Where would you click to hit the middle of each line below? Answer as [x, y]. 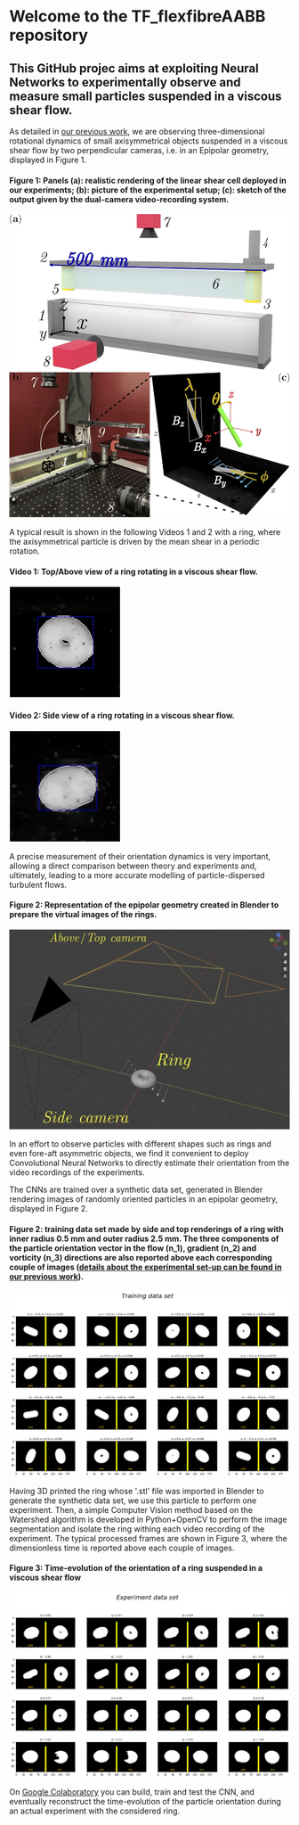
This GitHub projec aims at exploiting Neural [134, 68]
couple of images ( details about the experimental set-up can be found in [145, 1267]
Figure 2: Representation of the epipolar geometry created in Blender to [144, 905]
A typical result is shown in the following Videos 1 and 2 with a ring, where [145, 532]
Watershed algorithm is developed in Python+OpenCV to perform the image [148, 1519]
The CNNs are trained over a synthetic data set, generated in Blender [136, 1190]
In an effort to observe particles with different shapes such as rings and [140, 1144]
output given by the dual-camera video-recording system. [119, 199]
